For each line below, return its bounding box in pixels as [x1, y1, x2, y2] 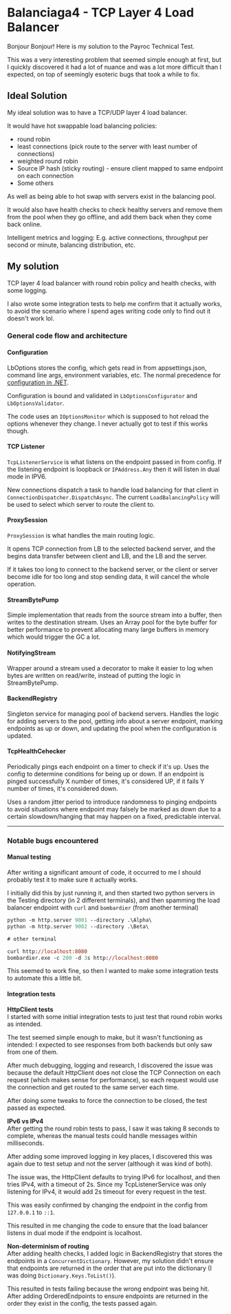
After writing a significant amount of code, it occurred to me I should [7, 868, 201, 877]
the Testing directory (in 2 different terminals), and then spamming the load [7, 896, 220, 905]
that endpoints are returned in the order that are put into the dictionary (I [7, 1264, 212, 1272]
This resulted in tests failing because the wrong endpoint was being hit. [7, 1284, 210, 1293]
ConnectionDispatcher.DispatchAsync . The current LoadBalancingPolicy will [7, 493, 220, 501]
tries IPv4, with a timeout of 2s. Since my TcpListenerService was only [7, 1180, 207, 1188]
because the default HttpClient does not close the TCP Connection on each [7, 1068, 221, 1077]
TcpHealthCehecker [7, 747, 67, 756]
